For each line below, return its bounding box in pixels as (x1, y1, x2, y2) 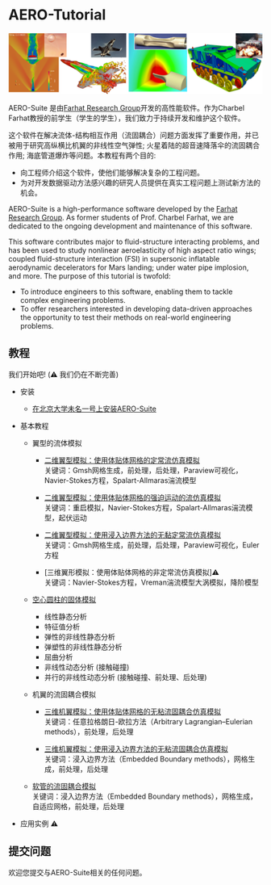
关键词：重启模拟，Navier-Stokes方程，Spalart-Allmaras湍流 (44, 502, 246, 512)
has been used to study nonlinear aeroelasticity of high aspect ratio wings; (8, 245, 256, 255)
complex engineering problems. (19, 296, 127, 305)
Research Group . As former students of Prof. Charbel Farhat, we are (8, 212, 235, 223)
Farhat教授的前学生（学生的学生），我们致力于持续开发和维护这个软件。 (8, 113, 245, 123)
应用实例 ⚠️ (19, 818, 59, 828)
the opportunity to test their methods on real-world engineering (19, 312, 231, 322)
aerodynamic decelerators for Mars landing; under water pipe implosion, (8, 262, 249, 272)
